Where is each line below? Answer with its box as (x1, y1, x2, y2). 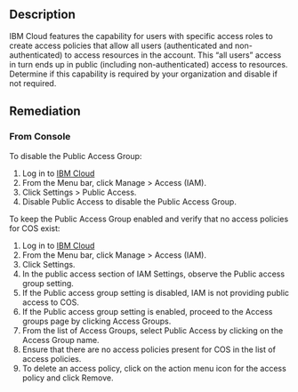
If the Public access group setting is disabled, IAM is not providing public (21, 287, 290, 298)
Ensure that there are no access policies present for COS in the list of (21, 344, 276, 355)
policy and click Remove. (21, 372, 114, 383)
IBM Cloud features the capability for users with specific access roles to (9, 30, 273, 41)
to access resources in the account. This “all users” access (64, 49, 282, 60)
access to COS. (21, 297, 80, 308)
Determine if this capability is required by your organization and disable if (9, 68, 278, 79)
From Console (9, 131, 71, 143)
